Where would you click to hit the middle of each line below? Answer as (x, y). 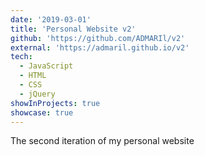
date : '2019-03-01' (51, 19)
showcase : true (42, 112)
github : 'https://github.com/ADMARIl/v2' (98, 38)
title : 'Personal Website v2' (73, 29)
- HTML (33, 76)
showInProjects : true (55, 103)
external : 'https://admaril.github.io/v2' (100, 47)
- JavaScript (46, 66)
